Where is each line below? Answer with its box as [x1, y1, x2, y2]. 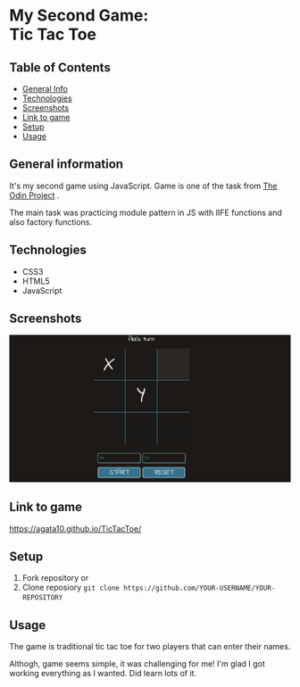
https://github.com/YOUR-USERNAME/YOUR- [123, 584, 276, 593]
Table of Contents [9, 60, 112, 75]
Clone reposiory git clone [21, 582, 121, 593]
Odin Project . [9, 189, 60, 201]
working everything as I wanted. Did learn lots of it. [9, 668, 197, 679]
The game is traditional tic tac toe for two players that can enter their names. [9, 641, 291, 652]
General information [9, 157, 123, 172]
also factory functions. [9, 216, 92, 228]
